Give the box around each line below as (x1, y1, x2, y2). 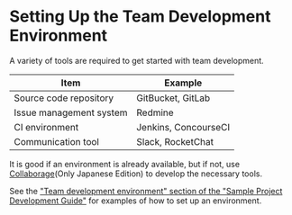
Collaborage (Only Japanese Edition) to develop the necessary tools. (9, 168, 263, 179)
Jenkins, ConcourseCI (136, 121, 231, 133)
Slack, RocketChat (136, 135, 214, 148)
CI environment (14, 121, 79, 133)
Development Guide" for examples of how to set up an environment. (9, 195, 262, 206)
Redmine (136, 106, 174, 119)
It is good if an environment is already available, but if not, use (9, 158, 241, 169)
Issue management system (14, 106, 128, 119)
